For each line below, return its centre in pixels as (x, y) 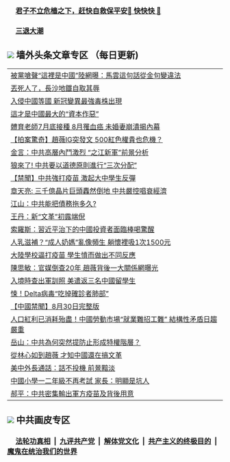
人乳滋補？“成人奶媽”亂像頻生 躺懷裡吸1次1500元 (91, 242)
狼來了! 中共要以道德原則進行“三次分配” (74, 165)
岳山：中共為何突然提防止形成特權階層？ (76, 342)
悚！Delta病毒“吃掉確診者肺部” (60, 294)
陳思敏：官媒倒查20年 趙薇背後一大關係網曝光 (85, 268)
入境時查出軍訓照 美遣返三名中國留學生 (73, 281)
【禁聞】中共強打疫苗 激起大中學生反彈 (73, 178)
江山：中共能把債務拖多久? (54, 203)
